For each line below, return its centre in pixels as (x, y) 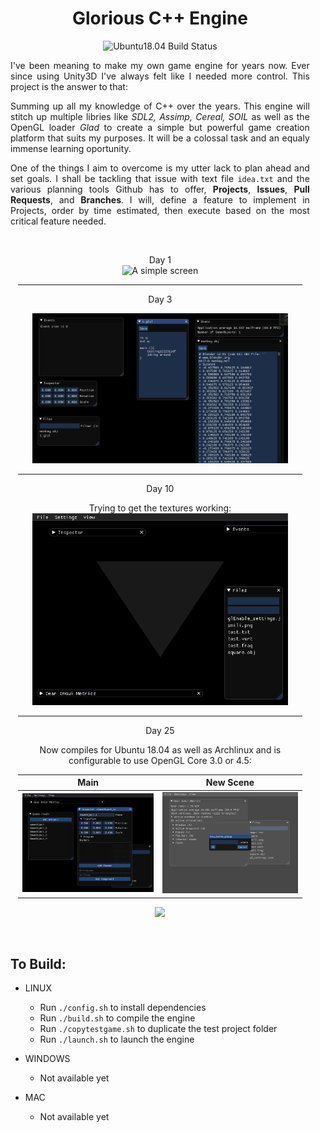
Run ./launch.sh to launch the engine (117, 1039)
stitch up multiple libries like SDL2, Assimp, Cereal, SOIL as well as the (160, 116)
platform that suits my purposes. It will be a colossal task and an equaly (160, 138)
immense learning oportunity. (71, 148)
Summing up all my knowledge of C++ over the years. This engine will (160, 106)
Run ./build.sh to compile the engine (117, 1018)
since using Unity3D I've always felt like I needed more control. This (160, 76)
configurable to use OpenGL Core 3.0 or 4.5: (160, 760)
